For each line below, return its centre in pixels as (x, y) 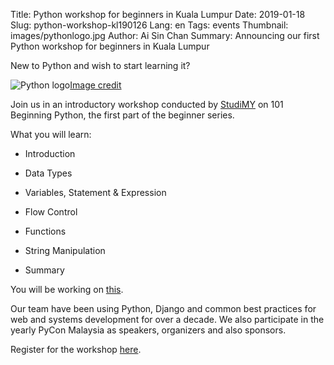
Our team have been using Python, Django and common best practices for (163, 308)
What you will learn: (51, 134)
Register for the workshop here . (76, 349)
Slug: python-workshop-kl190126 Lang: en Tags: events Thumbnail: (149, 25)
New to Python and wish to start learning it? (100, 65)
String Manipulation (65, 250)
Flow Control (51, 212)
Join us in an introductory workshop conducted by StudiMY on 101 (147, 104)
